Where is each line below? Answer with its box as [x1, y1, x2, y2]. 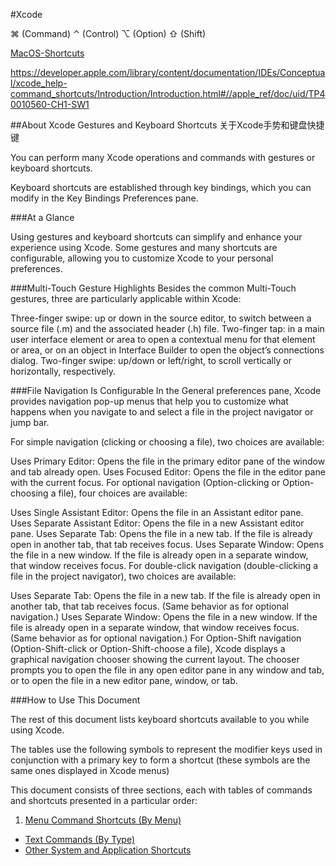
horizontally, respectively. [10, 365, 117, 377]
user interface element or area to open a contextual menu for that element [10, 334, 316, 345]
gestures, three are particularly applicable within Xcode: [10, 293, 242, 304]
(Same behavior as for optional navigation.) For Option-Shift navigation [10, 632, 302, 644]
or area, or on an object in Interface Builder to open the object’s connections [10, 344, 325, 356]
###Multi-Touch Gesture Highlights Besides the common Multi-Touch [10, 282, 297, 294]
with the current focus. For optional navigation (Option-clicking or [10, 477, 281, 488]
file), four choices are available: [58, 487, 188, 499]
